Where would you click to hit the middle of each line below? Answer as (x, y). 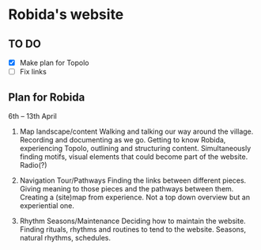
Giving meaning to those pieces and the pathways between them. (127, 188)
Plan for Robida (47, 97)
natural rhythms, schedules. (65, 237)
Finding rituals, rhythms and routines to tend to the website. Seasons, (133, 229)
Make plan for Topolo (54, 62)
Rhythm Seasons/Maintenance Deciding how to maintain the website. (133, 221)
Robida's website (66, 15)
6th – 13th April (32, 116)
